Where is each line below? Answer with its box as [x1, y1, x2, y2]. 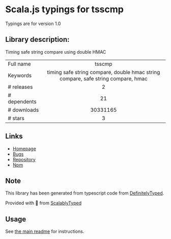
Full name [8, 60, 32, 67]
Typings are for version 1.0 [5, 20, 61, 27]
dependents [8, 98, 37, 105]
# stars [8, 114, 24, 122]
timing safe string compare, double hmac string [47, 68, 160, 76]
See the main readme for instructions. [5, 228, 84, 234]
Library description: [5, 35, 70, 44]
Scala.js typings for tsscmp [5, 4, 124, 15]
